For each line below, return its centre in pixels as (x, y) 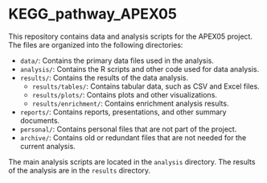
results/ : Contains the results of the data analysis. (104, 77)
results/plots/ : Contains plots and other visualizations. (124, 94)
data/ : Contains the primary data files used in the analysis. (117, 60)
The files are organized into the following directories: (96, 44)
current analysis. (48, 146)
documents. (40, 120)
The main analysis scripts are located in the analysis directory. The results (132, 161)
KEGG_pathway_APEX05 (92, 14)
